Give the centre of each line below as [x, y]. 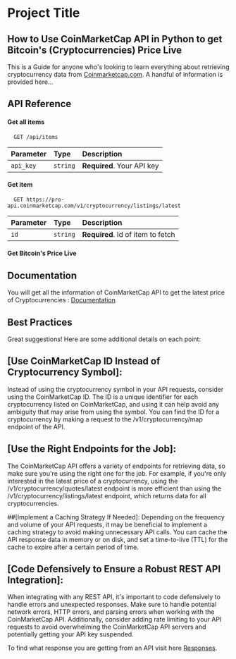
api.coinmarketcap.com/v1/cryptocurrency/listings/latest [94, 206]
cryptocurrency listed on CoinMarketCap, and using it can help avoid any [113, 404]
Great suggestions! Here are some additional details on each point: [104, 339]
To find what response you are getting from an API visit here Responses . [112, 648]
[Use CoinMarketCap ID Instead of [84, 361]
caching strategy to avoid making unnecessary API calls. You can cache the [117, 532]
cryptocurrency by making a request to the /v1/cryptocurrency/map [105, 419]
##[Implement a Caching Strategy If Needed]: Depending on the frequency [116, 517]
